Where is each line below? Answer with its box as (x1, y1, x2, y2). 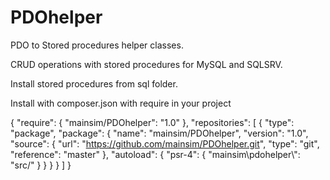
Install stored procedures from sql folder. (10, 77, 178, 90)
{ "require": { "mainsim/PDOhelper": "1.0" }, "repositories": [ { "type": (10, 116, 295, 128)
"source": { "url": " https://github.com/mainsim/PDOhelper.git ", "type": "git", (10, 137, 320, 150)
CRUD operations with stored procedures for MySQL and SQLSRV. (10, 58, 283, 70)
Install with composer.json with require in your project (10, 97, 232, 109)
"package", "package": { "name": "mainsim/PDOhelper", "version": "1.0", (10, 127, 309, 139)
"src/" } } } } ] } (10, 159, 72, 171)
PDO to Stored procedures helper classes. (10, 39, 184, 51)
